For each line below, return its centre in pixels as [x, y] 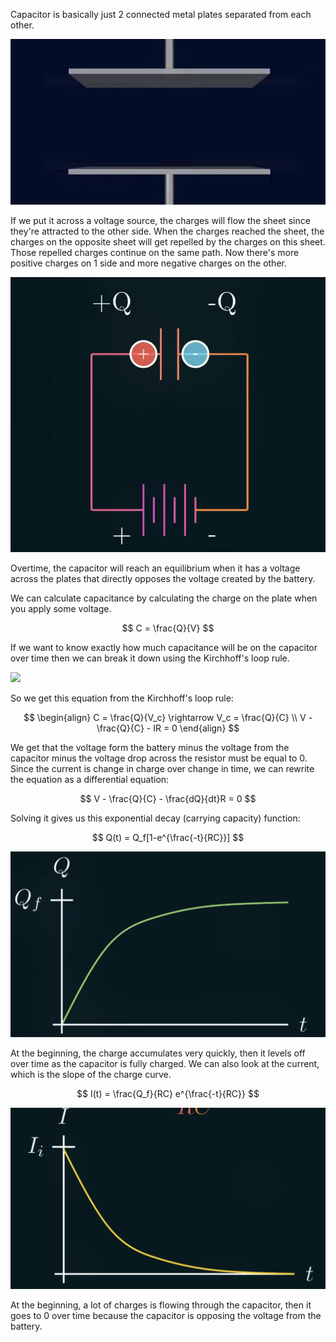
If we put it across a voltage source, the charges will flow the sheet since [160, 221]
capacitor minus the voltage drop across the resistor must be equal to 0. [159, 758]
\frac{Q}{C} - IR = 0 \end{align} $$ [168, 728]
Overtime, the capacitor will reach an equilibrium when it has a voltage [155, 568]
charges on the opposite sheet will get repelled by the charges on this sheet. [168, 242]
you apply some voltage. [61, 609]
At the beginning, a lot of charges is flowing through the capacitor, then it [161, 1305]
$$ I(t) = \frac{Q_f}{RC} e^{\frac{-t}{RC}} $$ [168, 1094]
